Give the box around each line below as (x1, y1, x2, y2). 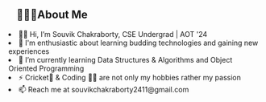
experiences (8, 46, 50, 56)
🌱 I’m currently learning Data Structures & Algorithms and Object (19, 55, 233, 64)
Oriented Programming (8, 63, 85, 73)
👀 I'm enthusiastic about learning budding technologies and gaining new (19, 38, 259, 47)
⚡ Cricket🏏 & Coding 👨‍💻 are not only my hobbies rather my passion (19, 72, 242, 82)
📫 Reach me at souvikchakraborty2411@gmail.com (19, 84, 189, 94)
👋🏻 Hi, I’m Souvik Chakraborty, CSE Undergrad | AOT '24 (19, 29, 208, 39)
